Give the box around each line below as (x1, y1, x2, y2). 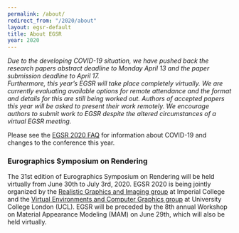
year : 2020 (7, 37, 40, 44)
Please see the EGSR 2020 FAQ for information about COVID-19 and (7, 131, 207, 140)
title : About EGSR (7, 30, 62, 38)
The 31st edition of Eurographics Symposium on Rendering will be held (7, 172, 215, 181)
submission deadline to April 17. (7, 72, 100, 81)
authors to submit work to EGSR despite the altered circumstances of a (7, 110, 217, 118)
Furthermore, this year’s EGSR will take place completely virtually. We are (7, 79, 223, 88)
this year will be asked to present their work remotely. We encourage (7, 102, 210, 110)
